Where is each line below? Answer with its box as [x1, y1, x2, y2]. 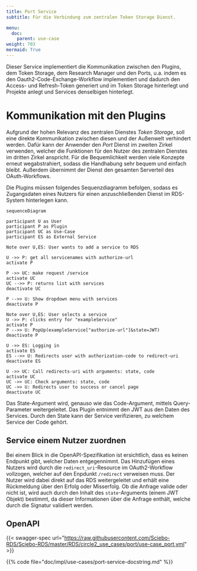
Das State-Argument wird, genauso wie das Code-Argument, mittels [6, 399, 172, 407]
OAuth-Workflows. [6, 172, 51, 179]
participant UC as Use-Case [6, 228, 76, 234]
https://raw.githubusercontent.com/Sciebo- [64, 534, 170, 541]
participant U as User [6, 218, 62, 224]
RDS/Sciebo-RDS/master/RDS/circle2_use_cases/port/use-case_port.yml [6, 541, 185, 548]
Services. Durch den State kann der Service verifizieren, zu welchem [6, 412, 175, 419]
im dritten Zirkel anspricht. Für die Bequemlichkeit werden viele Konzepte [6, 153, 185, 160]
